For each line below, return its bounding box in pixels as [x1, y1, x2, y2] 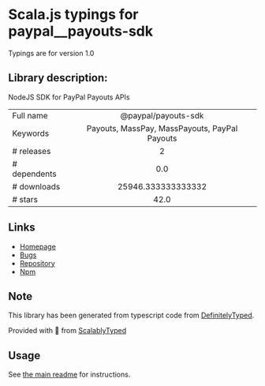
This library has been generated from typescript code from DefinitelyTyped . [8, 310, 255, 320]
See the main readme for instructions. [8, 369, 131, 380]
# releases [12, 145, 51, 156]
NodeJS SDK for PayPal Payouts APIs [8, 92, 130, 102]
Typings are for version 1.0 [8, 48, 95, 58]
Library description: [8, 71, 108, 84]
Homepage [19, 242, 57, 251]
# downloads [12, 181, 61, 192]
